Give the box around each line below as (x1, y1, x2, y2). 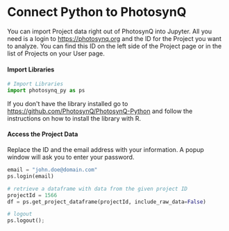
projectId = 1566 (7, 191, 58, 198)
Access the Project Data (7, 130, 78, 139)
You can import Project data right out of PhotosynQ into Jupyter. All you (7, 27, 212, 35)
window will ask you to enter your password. (7, 153, 135, 162)
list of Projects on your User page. (7, 49, 105, 58)
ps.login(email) (7, 173, 54, 180)
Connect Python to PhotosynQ (7, 4, 187, 20)
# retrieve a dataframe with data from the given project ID (7, 185, 188, 192)
